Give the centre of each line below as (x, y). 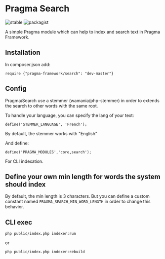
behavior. (15, 207)
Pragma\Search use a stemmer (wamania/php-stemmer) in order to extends (82, 100)
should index (25, 184)
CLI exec (19, 222)
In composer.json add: (28, 64)
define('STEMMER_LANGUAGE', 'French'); (46, 124)
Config (16, 89)
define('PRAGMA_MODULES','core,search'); (48, 152)
